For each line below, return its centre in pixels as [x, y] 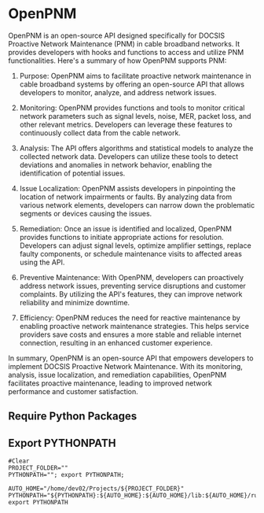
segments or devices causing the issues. [86, 213]
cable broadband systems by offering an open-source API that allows [132, 84]
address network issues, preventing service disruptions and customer [132, 286]
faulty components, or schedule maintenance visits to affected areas [130, 253]
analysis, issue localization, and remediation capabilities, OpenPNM [117, 375]
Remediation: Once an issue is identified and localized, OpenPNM [125, 228]
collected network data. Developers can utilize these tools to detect [128, 156]
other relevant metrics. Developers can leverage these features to [126, 124]
